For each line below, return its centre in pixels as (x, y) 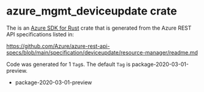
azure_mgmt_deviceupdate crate (92, 11)
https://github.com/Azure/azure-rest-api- (58, 46)
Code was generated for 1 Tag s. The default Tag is (69, 64)
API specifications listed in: (40, 34)
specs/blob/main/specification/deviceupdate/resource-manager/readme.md (102, 52)
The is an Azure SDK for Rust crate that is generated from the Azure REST (99, 28)
